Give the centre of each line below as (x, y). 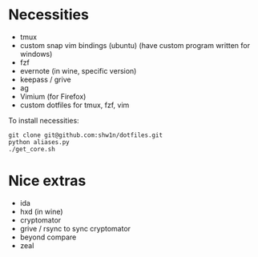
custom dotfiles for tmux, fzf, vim (75, 105)
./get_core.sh (32, 149)
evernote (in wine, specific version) (78, 70)
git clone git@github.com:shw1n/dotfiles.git (85, 135)
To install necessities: (44, 120)
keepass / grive (45, 79)
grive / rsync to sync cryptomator (75, 228)
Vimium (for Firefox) (53, 96)
